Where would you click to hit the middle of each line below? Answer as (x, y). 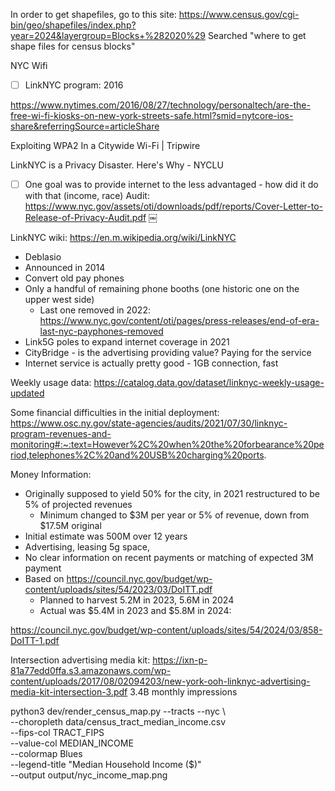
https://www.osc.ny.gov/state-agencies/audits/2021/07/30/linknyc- (149, 423)
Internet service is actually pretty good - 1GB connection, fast (151, 363)
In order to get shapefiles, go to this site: (93, 14)
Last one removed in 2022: (95, 310)
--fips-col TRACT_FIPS (57, 733)
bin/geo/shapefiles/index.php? (73, 25)
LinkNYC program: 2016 (74, 85)
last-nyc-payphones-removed (101, 331)
